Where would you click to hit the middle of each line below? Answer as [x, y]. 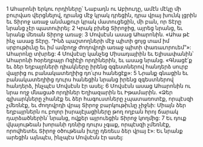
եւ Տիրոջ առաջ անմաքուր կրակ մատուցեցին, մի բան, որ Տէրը [94, 21]
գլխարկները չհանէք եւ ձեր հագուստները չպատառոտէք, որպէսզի [100, 99]
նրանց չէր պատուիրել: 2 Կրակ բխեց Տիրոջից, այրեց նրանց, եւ [95, 28]
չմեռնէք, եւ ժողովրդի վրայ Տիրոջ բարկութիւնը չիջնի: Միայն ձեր [96, 105]
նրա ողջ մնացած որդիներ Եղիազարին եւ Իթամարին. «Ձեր [89, 92]
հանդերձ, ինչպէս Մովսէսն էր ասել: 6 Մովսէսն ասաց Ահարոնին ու [98, 86]
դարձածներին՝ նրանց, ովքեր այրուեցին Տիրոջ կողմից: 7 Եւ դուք [96, 118]
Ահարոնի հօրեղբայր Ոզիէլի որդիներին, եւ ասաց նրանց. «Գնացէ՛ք [99, 60]
